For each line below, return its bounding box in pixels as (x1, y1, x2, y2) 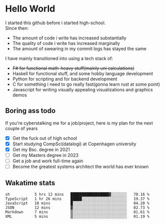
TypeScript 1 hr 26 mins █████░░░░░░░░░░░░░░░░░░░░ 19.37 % (5, 196, 150, 201)
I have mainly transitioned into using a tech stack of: (5, 55, 113, 61)
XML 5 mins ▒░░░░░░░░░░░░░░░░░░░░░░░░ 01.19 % (5, 214, 150, 219)
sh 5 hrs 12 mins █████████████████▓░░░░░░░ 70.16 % (5, 192, 150, 197)
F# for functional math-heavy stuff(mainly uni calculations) (12, 65, 135, 71)
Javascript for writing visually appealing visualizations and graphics (12, 86, 153, 92)
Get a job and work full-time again (12, 158, 84, 164)
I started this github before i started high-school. (5, 20, 106, 26)
